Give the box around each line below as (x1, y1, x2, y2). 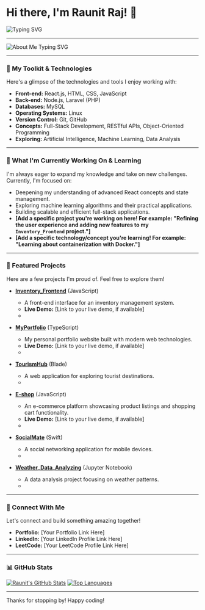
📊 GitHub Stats (6, 563, 53, 572)
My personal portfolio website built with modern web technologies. (24, 335, 193, 343)
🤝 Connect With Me (6, 503, 65, 512)
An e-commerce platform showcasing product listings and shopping (24, 402, 196, 410)
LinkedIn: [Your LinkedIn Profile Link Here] (15, 536, 123, 543)
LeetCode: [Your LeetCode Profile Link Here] (15, 542, 129, 549)
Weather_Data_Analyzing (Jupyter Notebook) (15, 463, 132, 471)
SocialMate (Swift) (15, 434, 63, 441)
